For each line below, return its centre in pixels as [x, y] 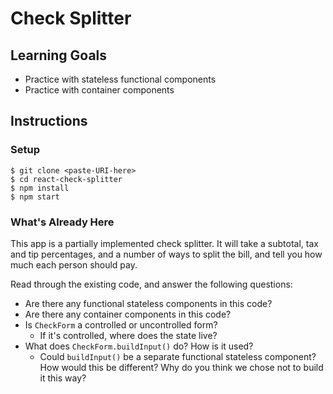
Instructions [49, 121]
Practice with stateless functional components [120, 79]
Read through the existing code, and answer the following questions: [151, 284]
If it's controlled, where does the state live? [128, 335]
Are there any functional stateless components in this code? [148, 303]
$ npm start [35, 197]
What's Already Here [62, 222]
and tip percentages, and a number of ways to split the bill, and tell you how [166, 254]
